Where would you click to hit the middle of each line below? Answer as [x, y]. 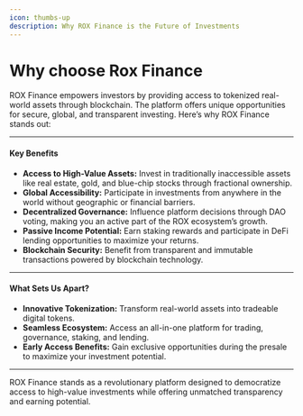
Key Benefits [34, 153]
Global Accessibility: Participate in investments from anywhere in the [152, 192]
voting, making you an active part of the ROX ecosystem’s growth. [145, 221]
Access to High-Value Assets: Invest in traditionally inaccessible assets [156, 173]
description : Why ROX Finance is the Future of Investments [125, 26]
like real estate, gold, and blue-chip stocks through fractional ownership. [157, 183]
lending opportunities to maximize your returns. [110, 240]
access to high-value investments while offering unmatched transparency [146, 392]
